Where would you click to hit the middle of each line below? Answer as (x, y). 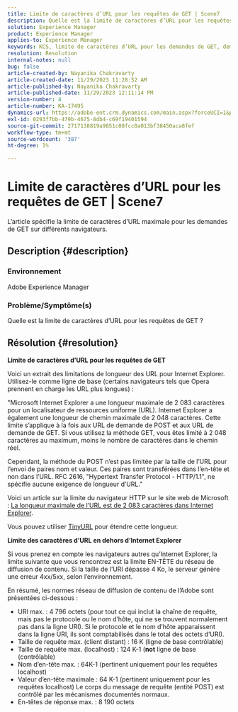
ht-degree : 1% (28, 146)
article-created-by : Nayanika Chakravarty (71, 73)
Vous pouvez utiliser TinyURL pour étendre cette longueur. (93, 526)
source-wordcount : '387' (44, 139)
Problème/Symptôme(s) (50, 305)
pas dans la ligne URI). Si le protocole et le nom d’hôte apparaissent (117, 626)
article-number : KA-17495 (45, 106)
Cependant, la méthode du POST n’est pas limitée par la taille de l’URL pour (117, 461)
